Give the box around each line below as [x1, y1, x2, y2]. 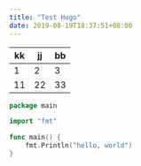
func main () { [9, 133, 62, 142]
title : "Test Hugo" [9, 12, 82, 22]
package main [9, 101, 58, 110]
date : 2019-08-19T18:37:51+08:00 [9, 21, 133, 30]
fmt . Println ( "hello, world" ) [25, 141, 133, 150]
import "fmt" [9, 117, 58, 126]
